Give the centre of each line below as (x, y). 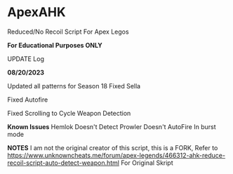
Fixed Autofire (28, 100)
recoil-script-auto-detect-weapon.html (63, 163)
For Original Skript (147, 163)
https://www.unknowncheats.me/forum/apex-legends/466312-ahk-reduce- (116, 155)
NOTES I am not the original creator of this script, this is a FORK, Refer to (113, 147)
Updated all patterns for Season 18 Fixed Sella (74, 86)
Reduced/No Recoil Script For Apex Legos (68, 32)
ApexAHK (36, 12)
